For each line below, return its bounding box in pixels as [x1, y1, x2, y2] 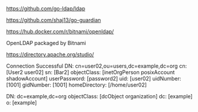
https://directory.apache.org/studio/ [6, 51, 94, 58]
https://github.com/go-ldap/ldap [6, 5, 86, 12]
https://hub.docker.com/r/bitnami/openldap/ [6, 28, 114, 35]
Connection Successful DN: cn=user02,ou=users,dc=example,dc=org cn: [6, 62, 187, 69]
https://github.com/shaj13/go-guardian [6, 17, 101, 23]
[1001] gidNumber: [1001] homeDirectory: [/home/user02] [6, 81, 147, 88]
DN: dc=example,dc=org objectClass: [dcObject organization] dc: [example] [6, 93, 193, 100]
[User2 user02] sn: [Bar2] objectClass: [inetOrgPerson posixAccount [6, 69, 175, 76]
